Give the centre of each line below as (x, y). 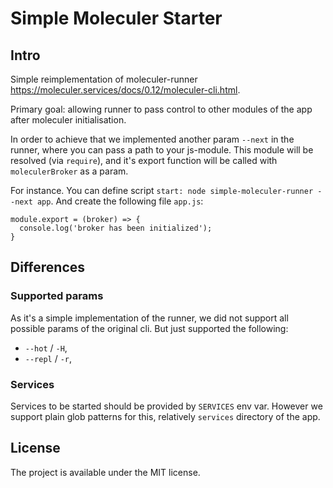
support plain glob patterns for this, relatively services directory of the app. (165, 416)
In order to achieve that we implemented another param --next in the (152, 139)
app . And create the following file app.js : (120, 201)
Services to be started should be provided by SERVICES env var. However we (166, 406)
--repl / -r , (48, 358)
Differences (48, 267)
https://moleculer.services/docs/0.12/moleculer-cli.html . (125, 90)
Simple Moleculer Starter (116, 18)
